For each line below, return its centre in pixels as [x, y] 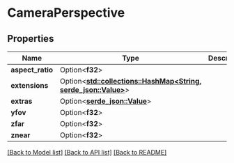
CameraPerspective [66, 13]
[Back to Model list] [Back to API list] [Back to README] [87, 152]
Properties [31, 39]
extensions [30, 85]
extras [22, 101]
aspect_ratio [32, 70]
